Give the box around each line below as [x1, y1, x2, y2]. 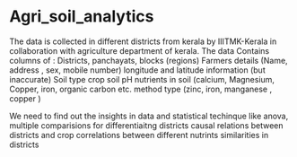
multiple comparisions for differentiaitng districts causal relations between [9, 119, 284, 131]
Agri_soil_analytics [9, 6, 154, 27]
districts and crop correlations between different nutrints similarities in [9, 129, 269, 140]
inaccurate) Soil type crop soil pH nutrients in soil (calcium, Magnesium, [9, 74, 275, 84]
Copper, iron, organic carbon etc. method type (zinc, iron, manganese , [9, 83, 272, 94]
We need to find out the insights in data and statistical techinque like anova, [9, 110, 289, 121]
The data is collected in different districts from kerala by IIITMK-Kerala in [9, 36, 277, 47]
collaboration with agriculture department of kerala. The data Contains [9, 45, 270, 56]
